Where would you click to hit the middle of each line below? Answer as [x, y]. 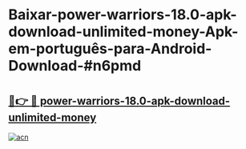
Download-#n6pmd [75, 66]
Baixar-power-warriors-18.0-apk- [123, 15]
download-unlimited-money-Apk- [123, 32]
